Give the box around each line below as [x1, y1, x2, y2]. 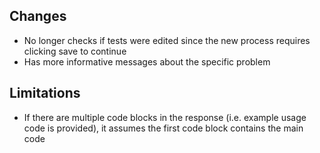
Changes [9, 8, 67, 25]
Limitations [9, 85, 81, 102]
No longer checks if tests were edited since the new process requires [23, 34, 311, 46]
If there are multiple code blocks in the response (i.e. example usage [23, 111, 307, 123]
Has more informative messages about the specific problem [23, 55, 271, 68]
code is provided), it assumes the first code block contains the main [23, 122, 304, 134]
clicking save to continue [23, 45, 127, 57]
